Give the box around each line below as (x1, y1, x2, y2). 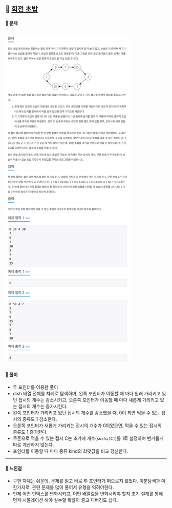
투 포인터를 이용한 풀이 (12, 384, 58, 390)
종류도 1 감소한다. (22, 416, 57, 422)
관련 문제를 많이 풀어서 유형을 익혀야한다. (32, 484, 114, 490)
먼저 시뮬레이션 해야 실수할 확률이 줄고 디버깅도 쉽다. (12, 497, 118, 503)
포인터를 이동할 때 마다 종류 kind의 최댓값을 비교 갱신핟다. (12, 448, 128, 454)
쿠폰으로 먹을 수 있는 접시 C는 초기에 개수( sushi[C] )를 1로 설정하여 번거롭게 (12, 435, 164, 441)
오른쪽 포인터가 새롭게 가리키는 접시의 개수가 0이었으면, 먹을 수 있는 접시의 (12, 422, 162, 429)
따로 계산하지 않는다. (12, 441, 54, 448)
